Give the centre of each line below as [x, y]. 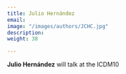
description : [26, 33]
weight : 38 [23, 39]
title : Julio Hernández [41, 13]
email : [16, 20]
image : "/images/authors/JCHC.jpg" [58, 26]
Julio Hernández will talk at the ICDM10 [63, 64]
